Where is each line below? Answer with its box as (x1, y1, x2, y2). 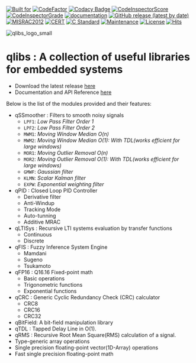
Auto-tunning (23, 212, 56, 219)
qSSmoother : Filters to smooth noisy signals (14, 111, 124, 118)
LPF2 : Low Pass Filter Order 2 (23, 124, 95, 131)
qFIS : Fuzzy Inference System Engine (14, 243, 108, 251)
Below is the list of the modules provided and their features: (6, 100, 152, 107)
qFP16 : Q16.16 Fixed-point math (14, 268, 93, 276)
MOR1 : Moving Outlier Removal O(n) (23, 149, 108, 156)
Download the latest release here (14, 82, 96, 89)
